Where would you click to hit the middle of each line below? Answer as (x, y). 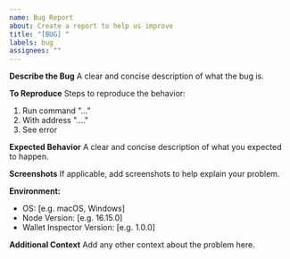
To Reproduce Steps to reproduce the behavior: (97, 94)
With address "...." (55, 121)
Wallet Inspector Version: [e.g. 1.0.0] (89, 228)
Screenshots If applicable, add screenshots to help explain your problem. (145, 174)
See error (40, 129)
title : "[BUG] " (39, 34)
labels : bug (31, 42)
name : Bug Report (41, 17)
